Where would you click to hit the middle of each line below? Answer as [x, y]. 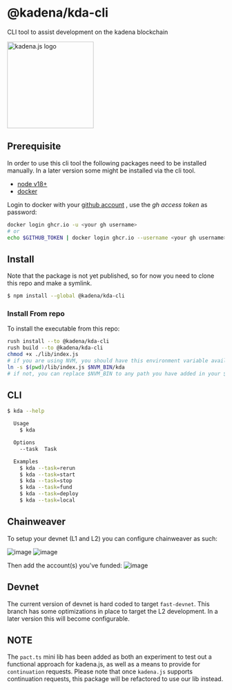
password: [22, 212]
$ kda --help [26, 411]
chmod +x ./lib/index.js [43, 355]
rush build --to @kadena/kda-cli [55, 348]
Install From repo [36, 313]
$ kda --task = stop [46, 481]
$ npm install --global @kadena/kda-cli [66, 296]
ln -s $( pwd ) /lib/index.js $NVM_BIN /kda [66, 367]
